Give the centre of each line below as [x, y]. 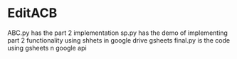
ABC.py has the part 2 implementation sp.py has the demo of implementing [117, 33]
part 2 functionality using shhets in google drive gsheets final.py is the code [118, 40]
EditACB [32, 13]
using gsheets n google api [47, 48]
